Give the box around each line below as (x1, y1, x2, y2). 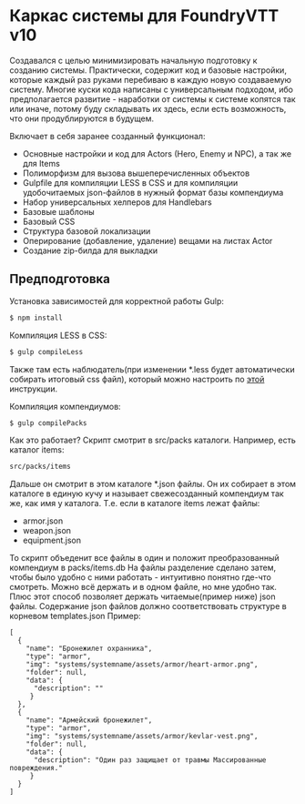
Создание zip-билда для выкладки (22, 245, 158, 256)
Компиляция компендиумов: (9, 401, 121, 412)
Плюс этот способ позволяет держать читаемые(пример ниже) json (9, 591, 276, 602)
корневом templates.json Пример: (9, 611, 141, 622)
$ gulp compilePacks (9, 418, 88, 428)
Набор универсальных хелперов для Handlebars (22, 197, 212, 208)
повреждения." (9, 764, 64, 773)
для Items (22, 158, 61, 168)
